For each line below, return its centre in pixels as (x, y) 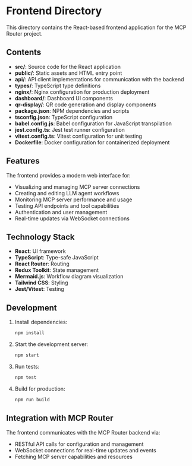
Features (23, 161)
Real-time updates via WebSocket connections (72, 218)
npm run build (32, 400)
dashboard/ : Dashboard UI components (64, 98)
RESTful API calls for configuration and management (79, 444)
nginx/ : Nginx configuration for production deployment (82, 92)
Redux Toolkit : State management (57, 270)
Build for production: (40, 389)
